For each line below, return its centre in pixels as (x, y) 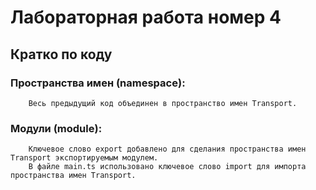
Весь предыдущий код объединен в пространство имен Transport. (163, 103)
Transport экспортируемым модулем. (84, 158)
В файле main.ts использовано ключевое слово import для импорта (167, 167)
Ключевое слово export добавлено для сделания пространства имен (167, 149)
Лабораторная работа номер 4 (146, 17)
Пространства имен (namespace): (98, 83)
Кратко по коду (61, 54)
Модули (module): (56, 128)
